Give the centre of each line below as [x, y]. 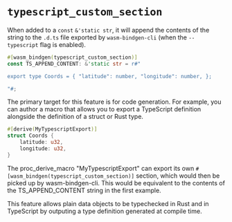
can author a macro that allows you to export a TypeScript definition [104, 109]
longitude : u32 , [43, 149]
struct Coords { [30, 136]
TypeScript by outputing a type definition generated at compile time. [105, 211]
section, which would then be [178, 176]
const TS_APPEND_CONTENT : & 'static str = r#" [74, 64]
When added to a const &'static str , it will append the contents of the [108, 30]
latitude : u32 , [42, 142]
